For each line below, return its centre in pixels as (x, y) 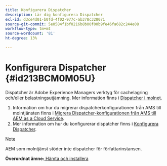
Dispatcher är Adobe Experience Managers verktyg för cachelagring (77, 92)
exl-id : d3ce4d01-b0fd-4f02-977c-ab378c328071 (55, 19)
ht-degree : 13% (21, 38)
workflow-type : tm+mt (28, 29)
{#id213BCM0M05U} (50, 78)
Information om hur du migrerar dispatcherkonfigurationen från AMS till (87, 107)
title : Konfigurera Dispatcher (38, 10)
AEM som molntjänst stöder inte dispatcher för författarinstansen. (74, 149)
